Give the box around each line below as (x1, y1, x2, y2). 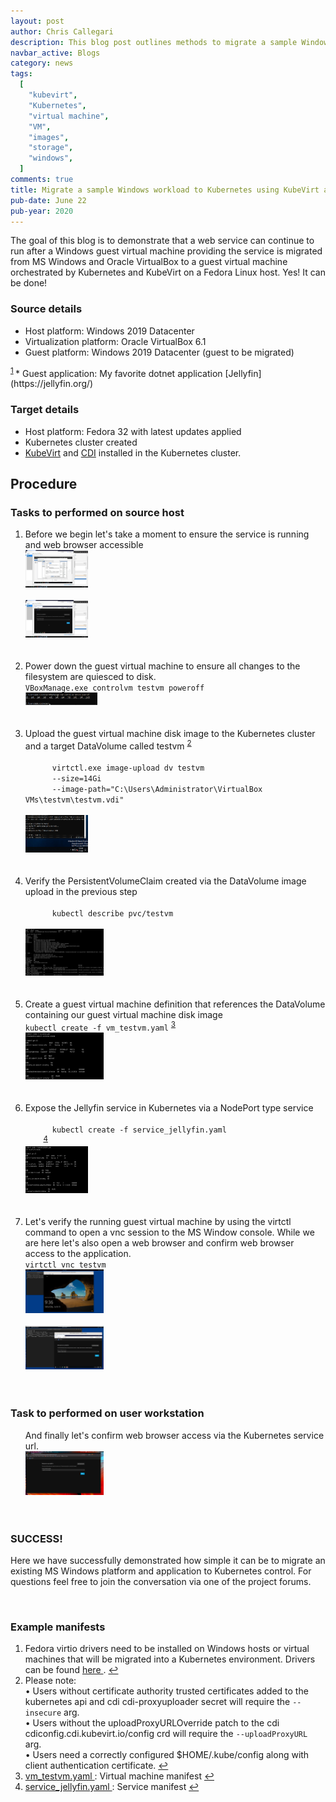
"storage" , (28, 143, 74, 153)
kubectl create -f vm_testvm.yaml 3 (24, 1019, 177, 1033)
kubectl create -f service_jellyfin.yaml (51, 1125, 227, 1135)
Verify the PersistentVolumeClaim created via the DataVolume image (24, 875, 307, 887)
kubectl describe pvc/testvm (51, 908, 174, 919)
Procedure (10, 476, 78, 493)
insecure (24, 1708, 62, 1719)
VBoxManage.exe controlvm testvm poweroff (24, 683, 205, 694)
